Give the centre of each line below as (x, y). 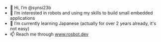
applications (22, 18)
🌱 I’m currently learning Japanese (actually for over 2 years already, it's (83, 23)
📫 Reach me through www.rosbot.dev (49, 34)
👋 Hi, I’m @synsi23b (30, 8)
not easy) (20, 29)
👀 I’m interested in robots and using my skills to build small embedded (81, 13)
